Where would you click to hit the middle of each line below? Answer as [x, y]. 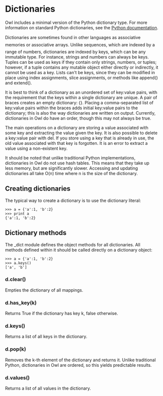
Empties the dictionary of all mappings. [44, 290]
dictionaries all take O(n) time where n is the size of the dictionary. [71, 173]
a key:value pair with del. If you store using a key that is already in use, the [80, 138]
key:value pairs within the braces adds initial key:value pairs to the [72, 108]
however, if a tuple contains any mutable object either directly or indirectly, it [82, 67]
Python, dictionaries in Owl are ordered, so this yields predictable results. [78, 365]
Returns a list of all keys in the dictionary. [46, 337]
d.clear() [16, 279]
